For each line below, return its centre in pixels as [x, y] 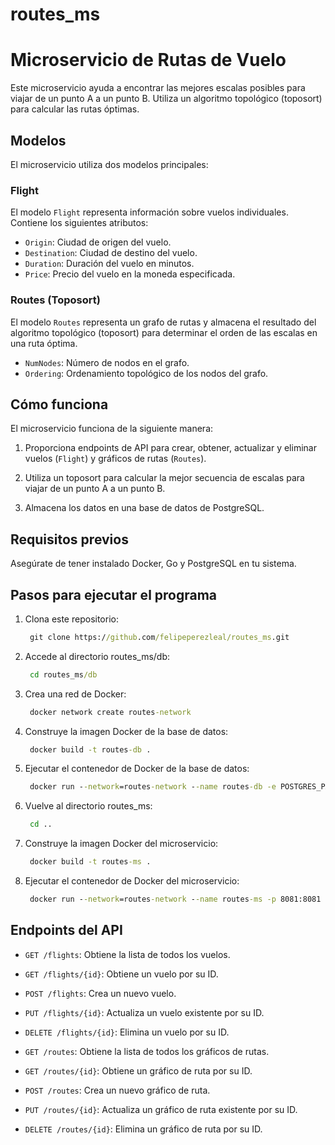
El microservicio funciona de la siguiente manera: [112, 429]
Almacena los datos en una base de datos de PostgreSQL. [144, 508]
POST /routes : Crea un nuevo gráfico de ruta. [117, 1090]
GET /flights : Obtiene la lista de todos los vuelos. [127, 954]
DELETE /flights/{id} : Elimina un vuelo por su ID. [127, 1032]
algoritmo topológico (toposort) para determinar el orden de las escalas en [164, 332]
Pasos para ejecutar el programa [114, 594]
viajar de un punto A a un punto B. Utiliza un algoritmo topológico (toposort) [166, 99]
